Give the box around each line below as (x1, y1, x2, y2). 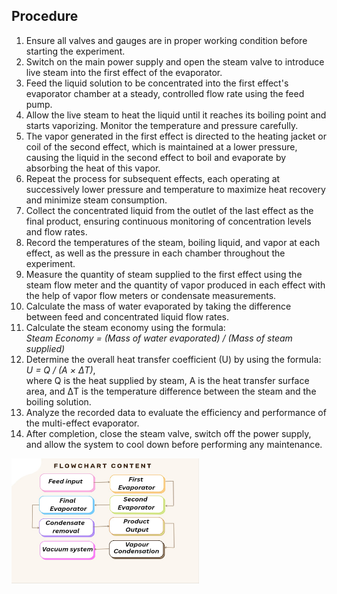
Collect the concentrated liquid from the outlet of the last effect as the (25, 204, 314, 216)
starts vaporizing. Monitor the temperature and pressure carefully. (25, 119, 299, 131)
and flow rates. (25, 225, 88, 238)
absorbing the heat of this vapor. (25, 162, 161, 174)
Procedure (11, 8, 79, 25)
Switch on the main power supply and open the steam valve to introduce (25, 55, 325, 68)
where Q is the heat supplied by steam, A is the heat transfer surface (25, 374, 310, 386)
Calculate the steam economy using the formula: (25, 321, 226, 333)
